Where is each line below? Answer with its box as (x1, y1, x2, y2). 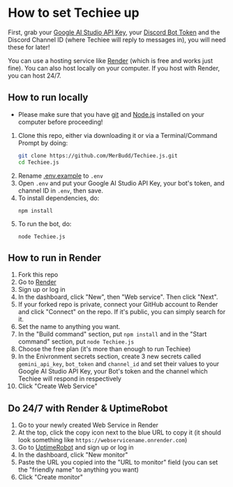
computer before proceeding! (17, 118, 103, 126)
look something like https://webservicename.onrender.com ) (17, 436, 188, 444)
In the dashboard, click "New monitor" (17, 451, 128, 459)
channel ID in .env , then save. (17, 186, 104, 195)
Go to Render (17, 278, 57, 286)
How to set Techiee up (8, 5, 140, 21)
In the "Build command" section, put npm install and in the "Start (17, 330, 207, 339)
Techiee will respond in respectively (17, 374, 121, 383)
